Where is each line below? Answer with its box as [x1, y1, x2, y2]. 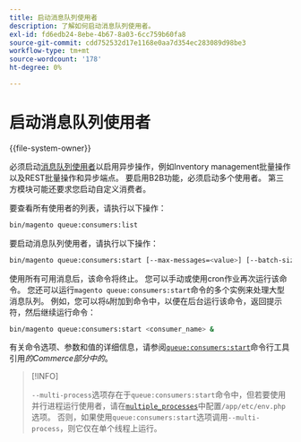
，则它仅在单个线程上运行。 [59, 423, 162, 434]
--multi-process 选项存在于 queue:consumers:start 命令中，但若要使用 [30, 389, 287, 400]
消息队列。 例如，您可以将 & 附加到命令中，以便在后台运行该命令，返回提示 [9, 295, 283, 306]
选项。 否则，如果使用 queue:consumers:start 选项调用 [30, 412, 228, 422]
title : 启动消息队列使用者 [9, 13, 99, 22]
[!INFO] [30, 371, 59, 382]
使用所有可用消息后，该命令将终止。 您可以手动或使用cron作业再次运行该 [9, 273, 279, 283]
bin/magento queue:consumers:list [9, 221, 139, 230]
